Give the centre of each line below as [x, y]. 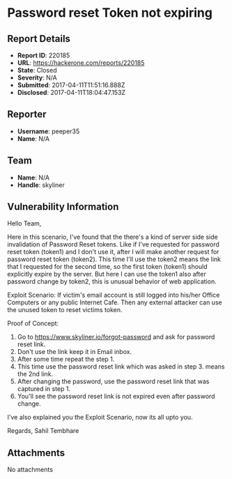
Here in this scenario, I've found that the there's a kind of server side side [113, 237]
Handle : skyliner [41, 185]
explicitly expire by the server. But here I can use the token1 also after [107, 274]
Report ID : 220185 [44, 55]
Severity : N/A [37, 78]
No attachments [30, 470]
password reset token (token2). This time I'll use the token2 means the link [114, 259]
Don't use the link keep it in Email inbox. [75, 352]
